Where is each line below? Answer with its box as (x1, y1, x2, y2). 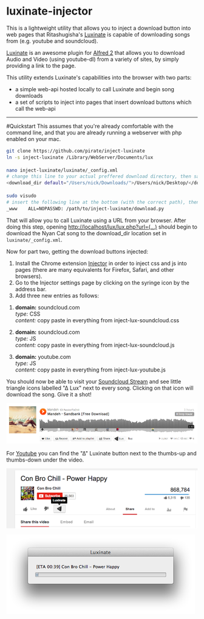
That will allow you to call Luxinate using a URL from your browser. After (6, 216, 186, 224)
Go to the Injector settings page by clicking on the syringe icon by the (15, 278, 189, 286)
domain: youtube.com (15, 353, 71, 360)
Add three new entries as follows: (15, 292, 99, 299)
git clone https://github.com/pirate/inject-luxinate (6, 148, 146, 154)
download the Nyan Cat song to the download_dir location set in (6, 229, 167, 237)
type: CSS (15, 310, 41, 317)
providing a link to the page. (6, 62, 76, 69)
